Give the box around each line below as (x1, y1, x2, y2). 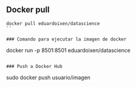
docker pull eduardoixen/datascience (6, 20, 100, 26)
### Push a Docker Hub (6, 63, 63, 69)
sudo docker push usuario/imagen (6, 74, 91, 81)
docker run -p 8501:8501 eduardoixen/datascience (6, 46, 131, 54)
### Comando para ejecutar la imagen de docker (6, 36, 127, 42)
